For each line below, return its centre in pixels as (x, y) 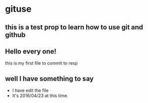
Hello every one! (31, 51)
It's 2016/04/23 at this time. (40, 96)
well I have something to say (49, 79)
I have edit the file (30, 90)
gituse (18, 9)
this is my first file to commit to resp (41, 63)
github (15, 35)
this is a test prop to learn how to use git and (74, 27)
